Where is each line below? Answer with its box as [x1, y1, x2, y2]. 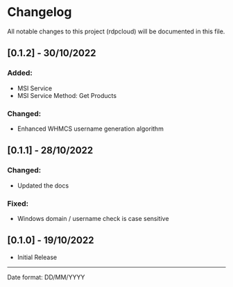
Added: [7, 68, 33, 78]
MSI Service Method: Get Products [17, 91, 116, 99]
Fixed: [7, 199, 29, 208]
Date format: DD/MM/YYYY [7, 272, 85, 281]
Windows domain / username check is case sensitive [17, 214, 169, 222]
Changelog [7, 4, 72, 20]
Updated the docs [17, 181, 69, 190]
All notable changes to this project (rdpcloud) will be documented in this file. [7, 27, 225, 35]
